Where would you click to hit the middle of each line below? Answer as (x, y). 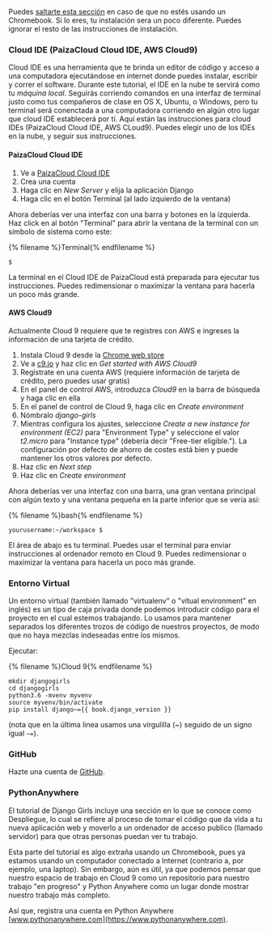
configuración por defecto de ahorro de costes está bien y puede (129, 449)
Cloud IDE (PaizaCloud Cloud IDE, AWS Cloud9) (103, 49)
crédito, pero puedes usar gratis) (75, 380)
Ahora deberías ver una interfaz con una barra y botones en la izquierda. (129, 214)
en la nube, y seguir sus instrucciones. (73, 136)
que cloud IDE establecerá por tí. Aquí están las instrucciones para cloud (129, 119)
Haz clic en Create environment (73, 475)
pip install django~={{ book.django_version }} (90, 710)
